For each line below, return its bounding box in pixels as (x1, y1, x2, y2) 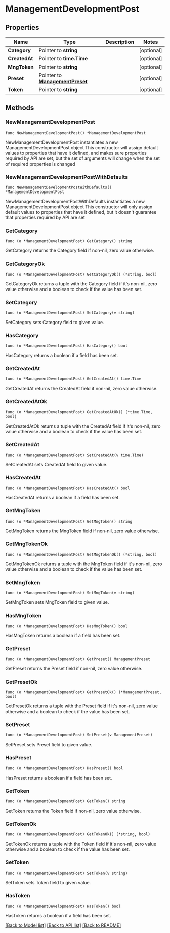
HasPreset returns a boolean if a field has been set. (5, 775, 112, 781)
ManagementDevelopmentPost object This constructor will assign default (5, 144, 158, 150)
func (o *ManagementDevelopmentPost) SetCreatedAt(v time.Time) (5, 453, 144, 458)
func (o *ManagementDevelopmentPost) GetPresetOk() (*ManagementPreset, (5, 690, 162, 695)
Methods (5, 104, 34, 112)
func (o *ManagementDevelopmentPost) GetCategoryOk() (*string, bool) (5, 272, 157, 277)
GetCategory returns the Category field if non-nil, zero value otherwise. (5, 247, 154, 254)
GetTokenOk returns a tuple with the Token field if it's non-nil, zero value (5, 841, 157, 847)
